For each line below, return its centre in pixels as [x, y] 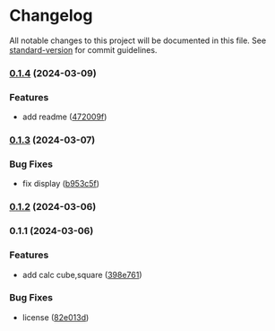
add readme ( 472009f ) [64, 117]
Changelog [51, 16]
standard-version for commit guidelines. [83, 49]
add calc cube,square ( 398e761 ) [82, 274]
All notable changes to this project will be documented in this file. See [138, 40]
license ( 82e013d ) [56, 317]
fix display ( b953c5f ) [61, 184]
